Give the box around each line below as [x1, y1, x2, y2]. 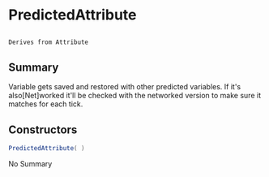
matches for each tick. [8, 99, 83, 109]
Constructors [8, 123, 78, 136]
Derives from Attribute [8, 38, 89, 46]
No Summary [8, 158, 53, 168]
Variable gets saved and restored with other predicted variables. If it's [8, 82, 241, 92]
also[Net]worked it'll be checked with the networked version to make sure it [8, 91, 262, 101]
